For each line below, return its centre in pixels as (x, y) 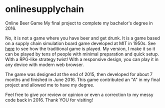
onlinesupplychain (44, 9)
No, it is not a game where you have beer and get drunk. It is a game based (82, 38)
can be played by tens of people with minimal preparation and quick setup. (82, 54)
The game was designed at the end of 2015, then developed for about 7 (79, 74)
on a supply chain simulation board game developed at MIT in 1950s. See (80, 43)
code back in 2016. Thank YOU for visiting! (49, 100)
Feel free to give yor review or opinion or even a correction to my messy (79, 94)
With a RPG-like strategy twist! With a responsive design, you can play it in (82, 59)
